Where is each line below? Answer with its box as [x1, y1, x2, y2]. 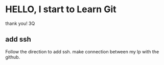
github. [5, 54, 20, 60]
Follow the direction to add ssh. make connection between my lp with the [5, 48, 159, 54]
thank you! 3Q [5, 20, 35, 26]
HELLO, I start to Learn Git [5, 4, 116, 15]
